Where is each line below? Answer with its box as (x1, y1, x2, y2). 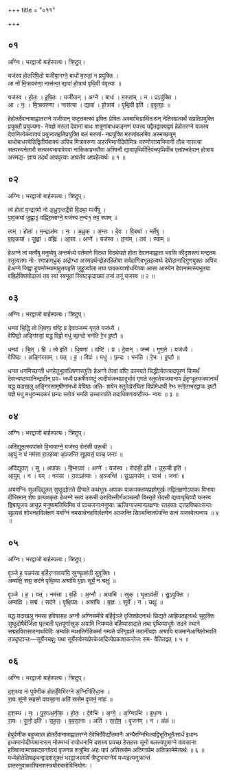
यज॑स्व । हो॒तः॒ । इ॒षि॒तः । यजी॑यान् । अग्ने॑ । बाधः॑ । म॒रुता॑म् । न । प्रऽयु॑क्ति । (8, 93, 177, 101)
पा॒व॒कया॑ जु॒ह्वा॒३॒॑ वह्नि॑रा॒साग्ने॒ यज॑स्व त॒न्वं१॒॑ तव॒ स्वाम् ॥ (8, 213, 117, 221)
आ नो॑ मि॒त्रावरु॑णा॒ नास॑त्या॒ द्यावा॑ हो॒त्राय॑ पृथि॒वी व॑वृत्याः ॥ (8, 79, 122, 87)
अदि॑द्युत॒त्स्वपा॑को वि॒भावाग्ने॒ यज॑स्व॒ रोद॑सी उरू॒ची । (8, 443, 113, 451)
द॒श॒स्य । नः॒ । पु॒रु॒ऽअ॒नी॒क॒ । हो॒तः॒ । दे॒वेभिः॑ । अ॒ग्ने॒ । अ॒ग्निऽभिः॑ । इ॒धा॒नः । (8, 708, 168, 717)
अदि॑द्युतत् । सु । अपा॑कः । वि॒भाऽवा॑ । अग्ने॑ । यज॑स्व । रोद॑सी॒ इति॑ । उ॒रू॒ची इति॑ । (8, 464, 188, 472)
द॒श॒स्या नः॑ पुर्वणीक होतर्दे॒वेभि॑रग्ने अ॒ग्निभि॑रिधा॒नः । (8, 687, 111, 695)
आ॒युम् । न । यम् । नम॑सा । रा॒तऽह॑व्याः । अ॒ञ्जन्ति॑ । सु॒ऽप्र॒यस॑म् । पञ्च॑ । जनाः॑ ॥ (8, 472, 185, 480)
